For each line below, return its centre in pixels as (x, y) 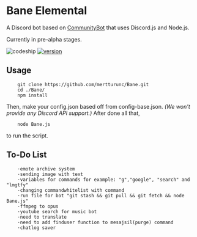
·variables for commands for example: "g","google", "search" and (104, 180)
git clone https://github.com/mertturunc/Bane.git (83, 84)
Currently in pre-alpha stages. (44, 39)
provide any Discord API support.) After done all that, (73, 113)
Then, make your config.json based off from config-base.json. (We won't (98, 106)
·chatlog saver (37, 228)
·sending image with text (50, 174)
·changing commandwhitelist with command (71, 190)
